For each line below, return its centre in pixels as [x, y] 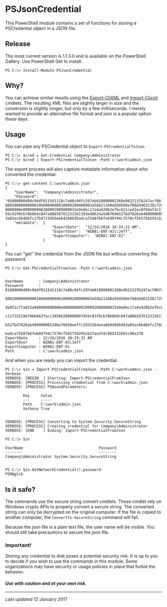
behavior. [15, 572]
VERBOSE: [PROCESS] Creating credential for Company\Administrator [77, 426]
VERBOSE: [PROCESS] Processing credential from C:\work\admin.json [77, 383]
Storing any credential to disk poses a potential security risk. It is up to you [82, 556]
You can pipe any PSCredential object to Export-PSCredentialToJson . [75, 147]
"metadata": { [30, 223]
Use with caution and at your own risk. [46, 584]
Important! [18, 545]
